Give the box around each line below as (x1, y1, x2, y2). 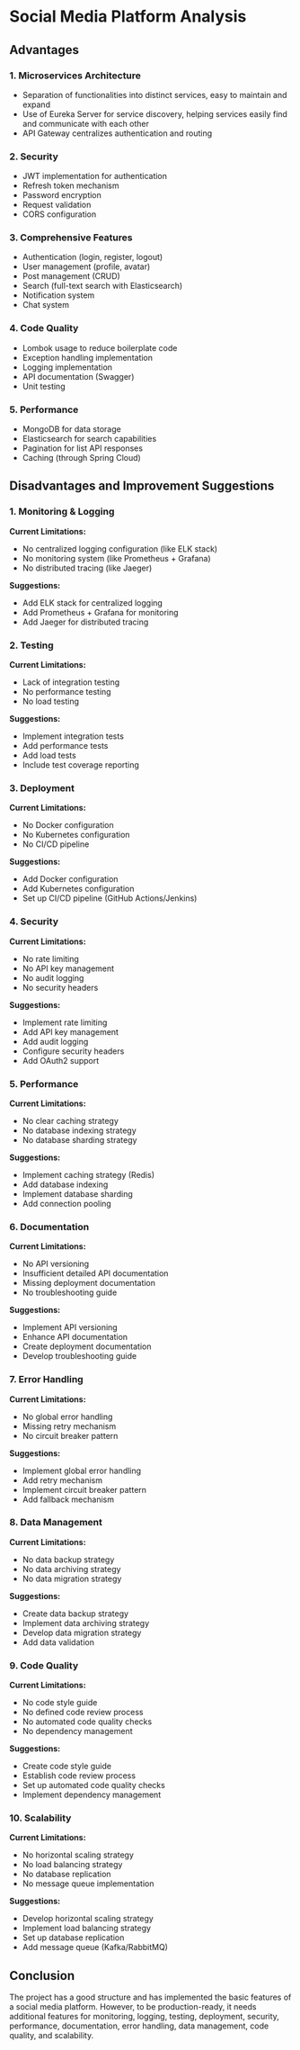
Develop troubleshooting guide (22, 1351, 137, 1362)
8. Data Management (9, 1516, 103, 1529)
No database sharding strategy (22, 1134, 137, 1145)
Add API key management (22, 1026, 119, 1037)
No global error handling (22, 1411, 113, 1422)
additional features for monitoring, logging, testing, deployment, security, (9, 2011, 280, 2022)
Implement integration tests (22, 731, 124, 742)
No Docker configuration (22, 820, 114, 831)
